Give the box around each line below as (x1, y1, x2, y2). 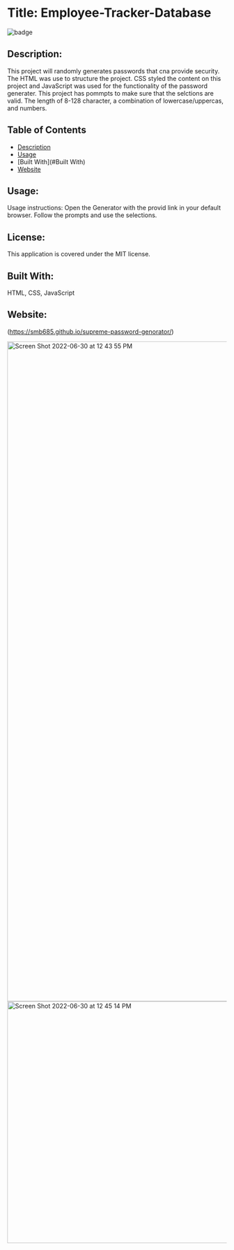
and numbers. (7, 103, 47, 112)
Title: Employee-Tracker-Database (7, 5, 212, 21)
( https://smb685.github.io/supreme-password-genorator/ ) (7, 327, 174, 336)
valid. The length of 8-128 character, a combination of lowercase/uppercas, (7, 96, 224, 105)
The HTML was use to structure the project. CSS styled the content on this (7, 74, 221, 82)
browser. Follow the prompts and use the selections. (7, 211, 157, 219)
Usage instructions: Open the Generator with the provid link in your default (7, 204, 221, 212)
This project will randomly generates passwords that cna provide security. (7, 66, 220, 75)
